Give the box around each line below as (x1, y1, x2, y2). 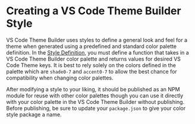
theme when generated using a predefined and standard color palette (6, 43, 177, 50)
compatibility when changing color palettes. (6, 74, 114, 81)
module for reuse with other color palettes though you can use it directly (6, 92, 184, 99)
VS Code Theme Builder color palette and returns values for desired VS (6, 55, 181, 62)
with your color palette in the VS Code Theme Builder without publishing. (6, 98, 185, 105)
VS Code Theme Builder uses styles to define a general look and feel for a (6, 36, 188, 43)
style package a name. (6, 111, 62, 118)
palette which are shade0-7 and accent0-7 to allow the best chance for (6, 68, 177, 75)
